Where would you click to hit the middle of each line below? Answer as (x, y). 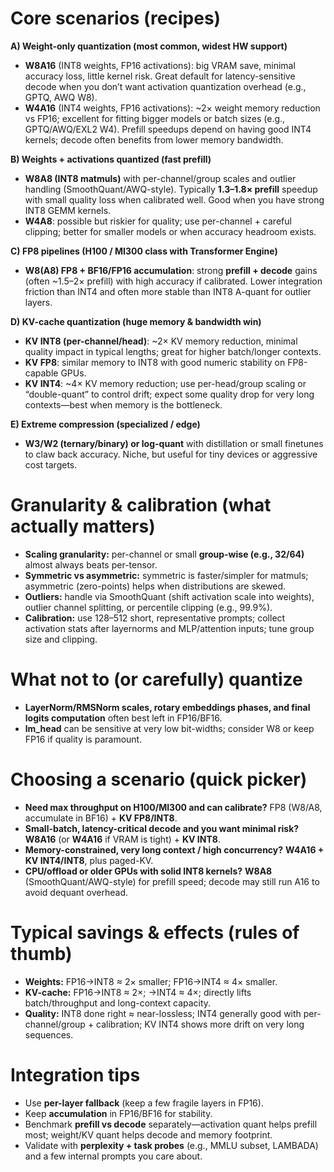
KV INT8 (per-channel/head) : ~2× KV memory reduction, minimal (161, 341)
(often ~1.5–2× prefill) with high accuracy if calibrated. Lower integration (173, 281)
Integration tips (75, 1074)
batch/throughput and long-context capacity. (118, 1003)
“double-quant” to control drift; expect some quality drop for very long (169, 394)
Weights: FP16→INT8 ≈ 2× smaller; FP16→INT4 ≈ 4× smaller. (151, 981)
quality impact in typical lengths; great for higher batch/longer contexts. (173, 351)
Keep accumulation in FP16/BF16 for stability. (118, 1113)
